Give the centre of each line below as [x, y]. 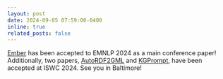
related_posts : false [39, 33]
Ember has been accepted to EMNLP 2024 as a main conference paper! [112, 53]
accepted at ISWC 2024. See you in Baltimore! [75, 68]
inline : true [26, 27]
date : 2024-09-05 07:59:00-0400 [55, 20]
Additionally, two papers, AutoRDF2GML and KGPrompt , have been [105, 61]
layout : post [26, 14]
